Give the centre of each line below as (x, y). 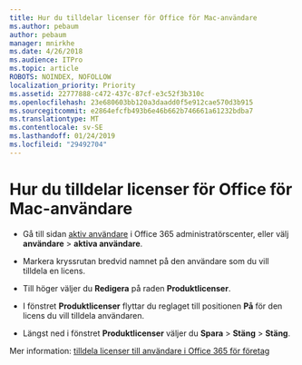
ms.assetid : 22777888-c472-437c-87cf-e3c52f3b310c (107, 94)
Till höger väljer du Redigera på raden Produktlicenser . (127, 288)
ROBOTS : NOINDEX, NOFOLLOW (60, 77)
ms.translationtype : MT (54, 119)
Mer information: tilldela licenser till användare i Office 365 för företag (140, 350)
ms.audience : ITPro (46, 60)
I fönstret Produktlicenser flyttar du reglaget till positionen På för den (152, 306)
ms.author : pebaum (44, 26)
